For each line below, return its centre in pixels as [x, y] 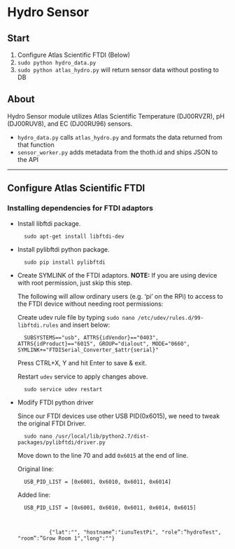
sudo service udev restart [63, 389]
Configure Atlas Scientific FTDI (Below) [74, 55]
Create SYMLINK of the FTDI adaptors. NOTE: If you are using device [117, 275]
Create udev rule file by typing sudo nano [76, 317]
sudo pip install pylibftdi [65, 262]
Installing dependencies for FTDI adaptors [80, 208]
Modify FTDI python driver [56, 402]
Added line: [34, 494]
